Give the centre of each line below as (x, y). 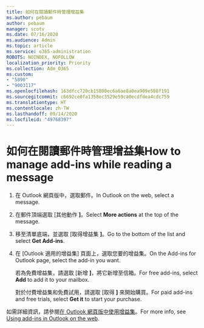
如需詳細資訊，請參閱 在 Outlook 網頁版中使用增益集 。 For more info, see (96, 312)
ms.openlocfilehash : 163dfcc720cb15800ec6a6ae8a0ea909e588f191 (88, 91)
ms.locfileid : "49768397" (39, 119)
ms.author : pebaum (29, 18)
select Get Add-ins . (40, 241)
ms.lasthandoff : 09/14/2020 (42, 114)
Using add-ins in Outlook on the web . (53, 319)
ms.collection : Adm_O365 (38, 68)
